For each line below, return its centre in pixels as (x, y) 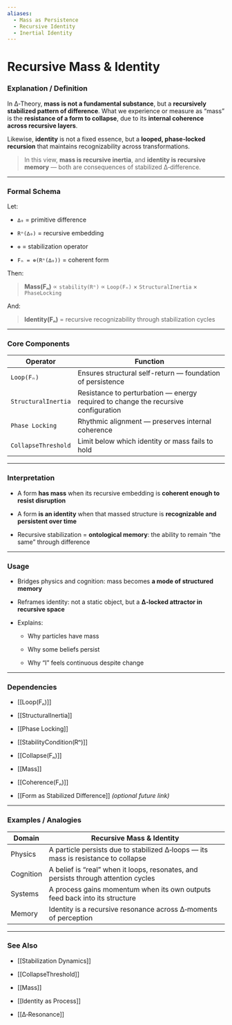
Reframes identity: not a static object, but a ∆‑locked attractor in (109, 602)
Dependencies (32, 687)
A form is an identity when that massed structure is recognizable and (117, 514)
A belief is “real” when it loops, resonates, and (123, 869)
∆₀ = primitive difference (52, 220)
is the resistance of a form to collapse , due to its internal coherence (106, 118)
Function (149, 362)
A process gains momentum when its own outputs (130, 889)
